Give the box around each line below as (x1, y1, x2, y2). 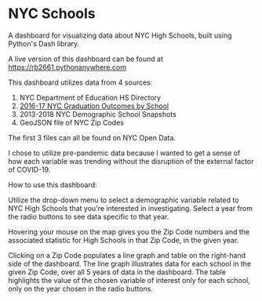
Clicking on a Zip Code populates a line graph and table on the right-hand (8, 250, 246, 259)
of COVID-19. (8, 165, 51, 174)
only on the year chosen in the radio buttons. (8, 284, 153, 293)
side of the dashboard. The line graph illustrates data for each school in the (8, 259, 252, 268)
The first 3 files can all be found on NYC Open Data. (8, 132, 176, 142)
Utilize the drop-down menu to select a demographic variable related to (8, 195, 239, 205)
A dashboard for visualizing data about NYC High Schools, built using (8, 31, 232, 40)
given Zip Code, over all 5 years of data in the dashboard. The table (8, 267, 226, 277)
